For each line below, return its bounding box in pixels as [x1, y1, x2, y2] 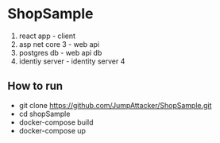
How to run [7, 79, 64, 93]
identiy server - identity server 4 [18, 56, 125, 66]
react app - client [18, 31, 76, 41]
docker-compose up [18, 126, 87, 135]
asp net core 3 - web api [18, 39, 100, 48]
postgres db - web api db [18, 48, 102, 57]
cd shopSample [18, 109, 71, 118]
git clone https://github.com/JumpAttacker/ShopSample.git [18, 100, 212, 110]
